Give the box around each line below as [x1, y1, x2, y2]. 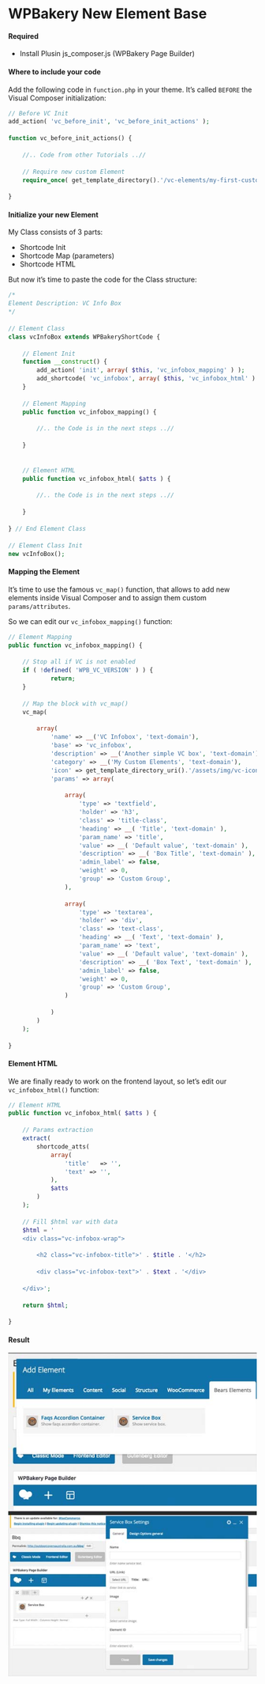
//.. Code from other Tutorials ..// [22, 151, 147, 159]
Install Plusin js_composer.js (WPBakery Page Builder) [19, 49, 196, 59]
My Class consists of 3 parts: [8, 227, 103, 237]
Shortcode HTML [19, 259, 77, 269]
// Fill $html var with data [22, 1217, 118, 1226]
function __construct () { [22, 358, 108, 366]
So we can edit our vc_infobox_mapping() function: [8, 616, 173, 626]
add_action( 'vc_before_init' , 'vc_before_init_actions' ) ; [8, 118, 211, 126]
